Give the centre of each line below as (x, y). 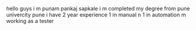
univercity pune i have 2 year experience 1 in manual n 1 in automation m (96, 15)
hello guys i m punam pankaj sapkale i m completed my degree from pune (98, 9)
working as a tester (30, 21)
